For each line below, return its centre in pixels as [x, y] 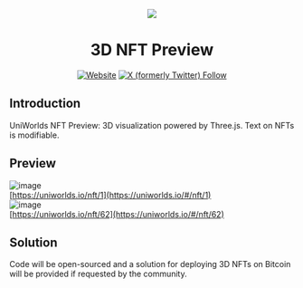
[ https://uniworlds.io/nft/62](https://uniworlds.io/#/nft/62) [117, 214]
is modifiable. [34, 135]
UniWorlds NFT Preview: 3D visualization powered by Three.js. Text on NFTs [152, 125]
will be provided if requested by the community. [98, 274]
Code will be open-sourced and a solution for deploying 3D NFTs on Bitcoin [150, 264]
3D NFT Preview [152, 50]
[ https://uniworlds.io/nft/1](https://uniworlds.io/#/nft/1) [110, 195]
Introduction [45, 104]
